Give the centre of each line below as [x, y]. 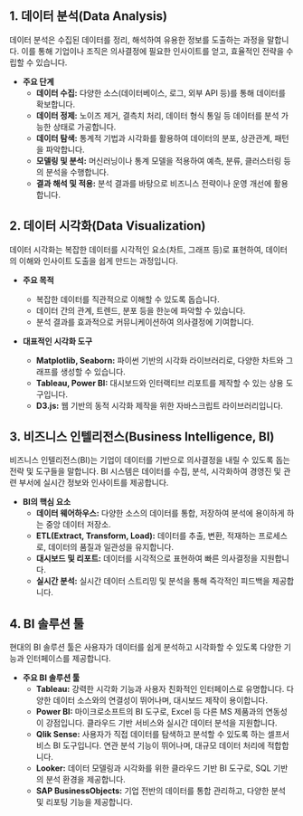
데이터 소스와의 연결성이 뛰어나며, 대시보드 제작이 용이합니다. [161, 700]
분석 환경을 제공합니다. [86, 780]
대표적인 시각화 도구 [57, 341]
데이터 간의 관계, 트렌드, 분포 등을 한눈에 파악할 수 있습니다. [141, 310]
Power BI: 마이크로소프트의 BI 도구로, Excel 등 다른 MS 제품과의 [150, 712]
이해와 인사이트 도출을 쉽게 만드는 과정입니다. [99, 261]
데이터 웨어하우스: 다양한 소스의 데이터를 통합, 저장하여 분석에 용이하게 [160, 513]
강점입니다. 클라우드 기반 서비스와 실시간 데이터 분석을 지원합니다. [161, 723]
